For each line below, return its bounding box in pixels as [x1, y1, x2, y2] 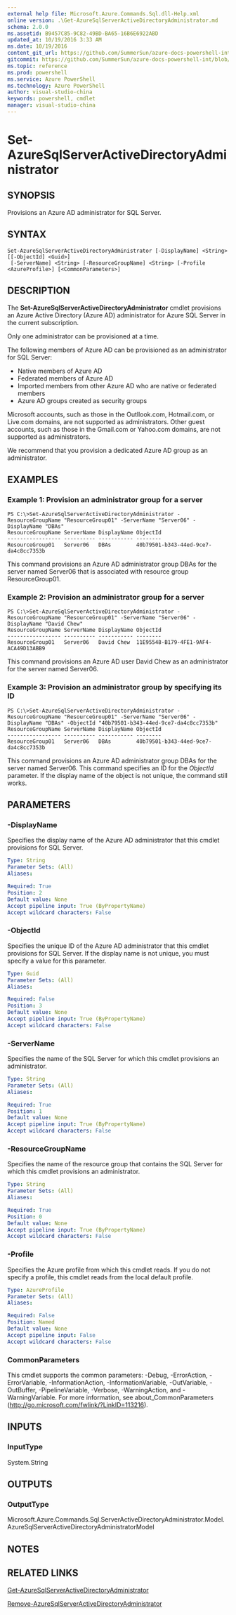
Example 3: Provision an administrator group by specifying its [7, 683, 223, 692]
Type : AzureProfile [7, 1286, 65, 1293]
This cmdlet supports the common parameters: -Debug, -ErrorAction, [7, 1371, 209, 1379]
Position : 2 [7, 889, 42, 896]
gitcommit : [7, 56, 39, 63]
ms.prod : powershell [7, 69, 68, 76]
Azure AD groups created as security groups [17, 396, 147, 404]
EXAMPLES [7, 473, 58, 485]
